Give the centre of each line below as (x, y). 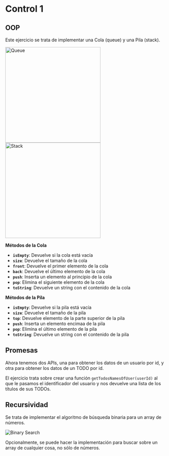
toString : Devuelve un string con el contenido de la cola (71, 288)
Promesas (22, 350)
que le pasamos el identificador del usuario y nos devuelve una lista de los (83, 383)
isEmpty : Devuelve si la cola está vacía (53, 255)
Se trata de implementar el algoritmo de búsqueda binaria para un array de (83, 417)
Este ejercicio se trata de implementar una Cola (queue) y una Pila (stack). (83, 40)
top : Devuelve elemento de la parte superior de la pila (69, 318)
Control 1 (24, 9)
